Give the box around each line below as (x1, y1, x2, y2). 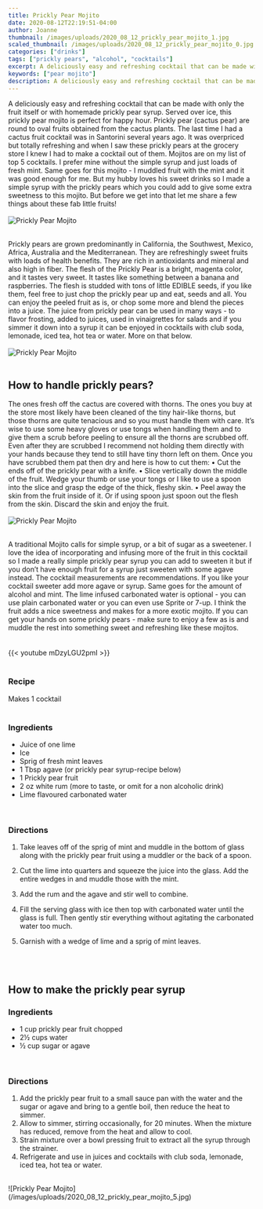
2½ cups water (19, 1032, 68, 1042)
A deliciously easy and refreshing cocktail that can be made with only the (8, 99, 245, 108)
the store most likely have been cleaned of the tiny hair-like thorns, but (8, 407, 236, 417)
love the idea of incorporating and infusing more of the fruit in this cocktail (8, 548, 248, 557)
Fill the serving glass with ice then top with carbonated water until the (19, 904, 244, 915)
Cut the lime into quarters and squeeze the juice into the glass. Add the (19, 866, 249, 875)
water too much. (19, 922, 73, 931)
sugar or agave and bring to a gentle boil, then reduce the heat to (19, 1102, 230, 1112)
